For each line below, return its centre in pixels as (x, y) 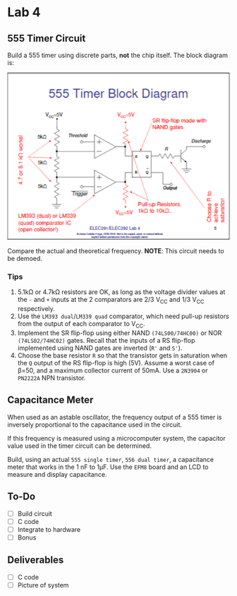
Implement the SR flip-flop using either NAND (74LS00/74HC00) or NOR (120, 333)
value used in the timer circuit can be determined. (79, 446)
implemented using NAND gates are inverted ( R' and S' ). (100, 348)
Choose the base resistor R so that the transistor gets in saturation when (122, 355)
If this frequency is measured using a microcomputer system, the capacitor (116, 438)
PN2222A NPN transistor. (51, 377)
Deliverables (36, 560)
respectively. (36, 309)
